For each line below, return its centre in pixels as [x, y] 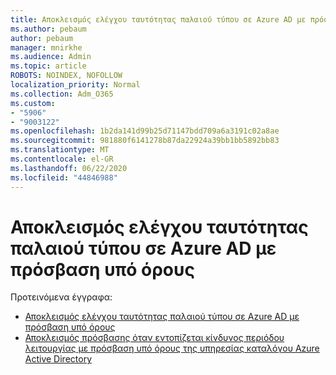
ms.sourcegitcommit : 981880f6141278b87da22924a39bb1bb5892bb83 [145, 141]
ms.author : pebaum [48, 29]
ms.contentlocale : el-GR [62, 159]
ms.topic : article [48, 66]
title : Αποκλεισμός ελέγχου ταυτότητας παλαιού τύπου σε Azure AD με [158, 19]
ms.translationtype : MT [60, 150]
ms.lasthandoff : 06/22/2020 [69, 168]
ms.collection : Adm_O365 [62, 94]
